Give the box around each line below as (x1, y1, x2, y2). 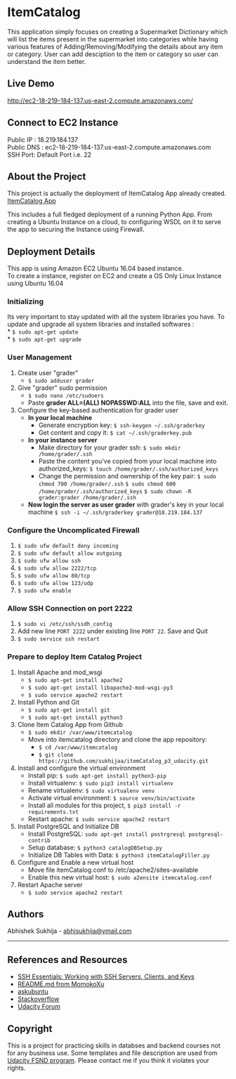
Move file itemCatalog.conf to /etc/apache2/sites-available (27, 865, 199, 874)
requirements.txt (27, 809, 79, 816)
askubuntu (17, 988, 48, 996)
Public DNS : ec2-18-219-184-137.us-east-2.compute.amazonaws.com (7, 143, 211, 151)
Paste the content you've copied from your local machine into (38, 457, 217, 465)
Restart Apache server (17, 880, 83, 889)
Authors (7, 908, 44, 920)
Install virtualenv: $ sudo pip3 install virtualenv (27, 778, 173, 787)
